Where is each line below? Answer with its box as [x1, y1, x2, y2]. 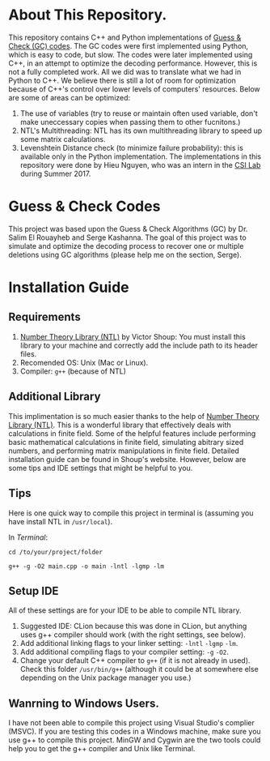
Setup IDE [8, 584, 59, 597]
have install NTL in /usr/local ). [8, 516, 113, 526]
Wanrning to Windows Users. [8, 696, 159, 710]
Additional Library [8, 390, 101, 404]
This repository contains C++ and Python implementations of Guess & [8, 32, 242, 42]
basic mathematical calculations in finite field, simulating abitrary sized [8, 437, 244, 447]
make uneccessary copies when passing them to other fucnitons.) [19, 117, 241, 126]
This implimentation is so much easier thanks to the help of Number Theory [8, 411, 260, 421]
